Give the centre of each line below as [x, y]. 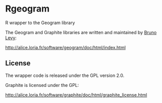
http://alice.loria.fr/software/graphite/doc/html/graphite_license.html [76, 95]
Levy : [11, 38]
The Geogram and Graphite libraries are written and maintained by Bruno [81, 32]
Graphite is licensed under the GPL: [42, 85]
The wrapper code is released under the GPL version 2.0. [65, 75]
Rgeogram [28, 9]
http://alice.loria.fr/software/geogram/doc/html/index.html [66, 47]
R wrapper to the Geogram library [40, 23]
